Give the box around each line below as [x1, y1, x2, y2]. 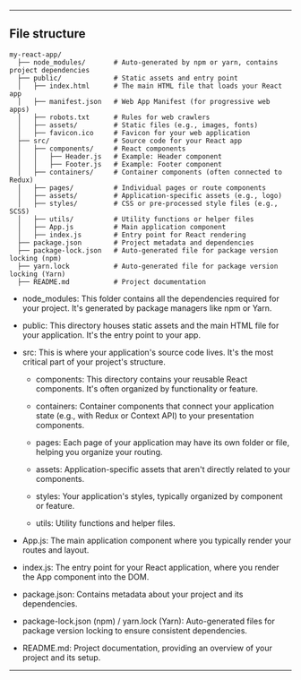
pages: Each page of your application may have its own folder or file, [35, 436, 289, 448]
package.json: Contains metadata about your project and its [21, 589, 244, 599]
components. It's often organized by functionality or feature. [35, 383, 258, 394]
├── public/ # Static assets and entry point [17, 73, 239, 82]
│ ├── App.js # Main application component [17, 222, 227, 231]
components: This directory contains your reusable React [35, 374, 248, 384]
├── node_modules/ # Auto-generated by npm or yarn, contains [17, 57, 279, 67]
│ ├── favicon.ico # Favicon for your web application [17, 128, 251, 137]
